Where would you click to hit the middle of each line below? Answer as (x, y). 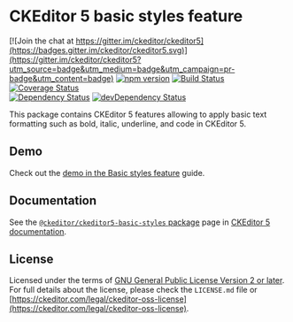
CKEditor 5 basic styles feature (126, 16)
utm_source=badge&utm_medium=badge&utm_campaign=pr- (122, 69)
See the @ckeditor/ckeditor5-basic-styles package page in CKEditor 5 (140, 222)
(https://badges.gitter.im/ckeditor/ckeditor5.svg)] (98, 50)
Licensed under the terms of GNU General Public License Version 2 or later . (147, 280)
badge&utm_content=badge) (62, 78)
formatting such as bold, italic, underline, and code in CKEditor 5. (128, 123)
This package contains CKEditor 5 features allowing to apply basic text (138, 114)
